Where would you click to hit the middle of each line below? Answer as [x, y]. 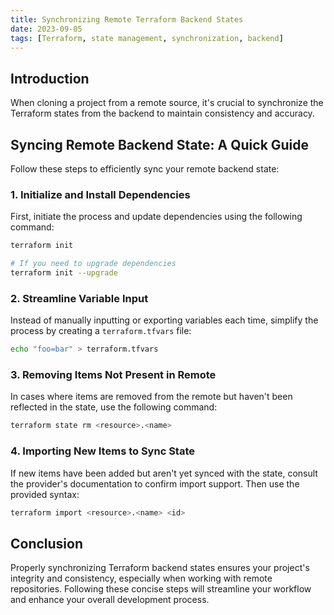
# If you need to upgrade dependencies [93, 264]
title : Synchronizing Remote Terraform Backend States [127, 19]
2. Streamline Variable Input [79, 298]
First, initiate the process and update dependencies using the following [156, 217]
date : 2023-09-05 [46, 29]
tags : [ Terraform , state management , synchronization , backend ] [147, 38]
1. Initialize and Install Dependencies [100, 194]
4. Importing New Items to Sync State [103, 451]
